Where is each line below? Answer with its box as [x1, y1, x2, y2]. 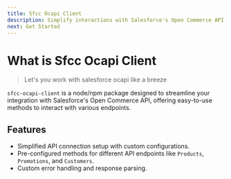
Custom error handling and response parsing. [17, 164, 147, 173]
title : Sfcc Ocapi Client [7, 10, 82, 17]
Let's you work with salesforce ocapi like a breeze [24, 75, 167, 84]
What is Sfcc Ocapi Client [7, 53, 157, 68]
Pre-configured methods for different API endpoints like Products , [17, 149, 204, 158]
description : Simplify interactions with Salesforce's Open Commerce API [7, 17, 225, 23]
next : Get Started [7, 23, 60, 30]
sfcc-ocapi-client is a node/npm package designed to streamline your [7, 89, 210, 97]
